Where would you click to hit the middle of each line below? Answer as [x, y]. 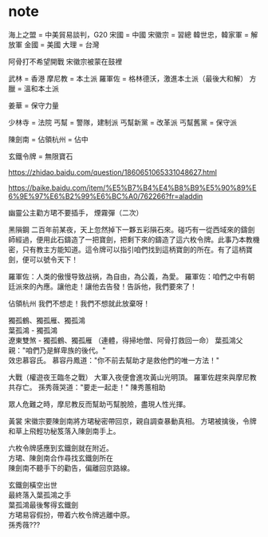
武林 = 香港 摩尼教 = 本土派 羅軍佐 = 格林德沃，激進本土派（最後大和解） [128, 78]
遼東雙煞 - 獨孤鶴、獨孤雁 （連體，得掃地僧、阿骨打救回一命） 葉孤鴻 [122, 340]
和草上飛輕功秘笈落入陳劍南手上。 [64, 431]
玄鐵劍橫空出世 [33, 484]
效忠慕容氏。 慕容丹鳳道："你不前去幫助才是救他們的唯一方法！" [114, 360]
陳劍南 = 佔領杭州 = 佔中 [49, 139]
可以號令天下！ [53, 259]
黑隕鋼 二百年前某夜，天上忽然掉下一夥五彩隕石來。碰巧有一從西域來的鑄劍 [132, 229]
